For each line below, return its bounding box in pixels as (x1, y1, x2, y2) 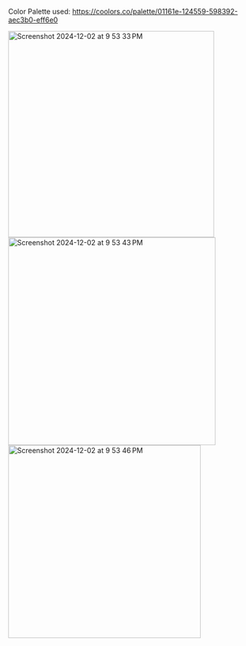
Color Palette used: (8, 7, 71, 16)
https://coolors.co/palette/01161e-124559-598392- (72, 7, 238, 16)
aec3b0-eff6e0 (8, 15, 59, 25)
